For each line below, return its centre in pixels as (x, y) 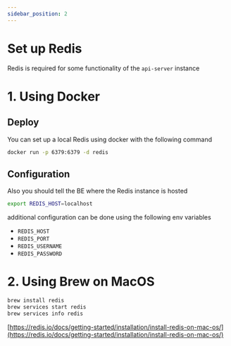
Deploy (23, 123)
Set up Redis (45, 48)
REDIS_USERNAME (40, 247)
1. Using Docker (54, 96)
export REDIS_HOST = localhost (50, 204)
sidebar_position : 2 (38, 14)
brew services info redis (45, 314)
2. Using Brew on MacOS (81, 282)
